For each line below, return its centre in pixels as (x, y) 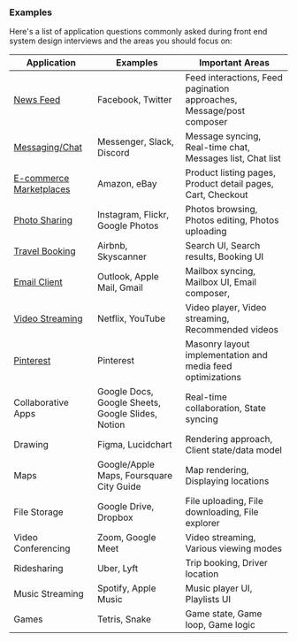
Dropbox (115, 517)
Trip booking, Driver (226, 563)
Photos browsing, (221, 210)
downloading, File (222, 512)
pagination (207, 88)
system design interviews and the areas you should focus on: (121, 41)
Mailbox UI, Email (221, 282)
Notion (111, 424)
